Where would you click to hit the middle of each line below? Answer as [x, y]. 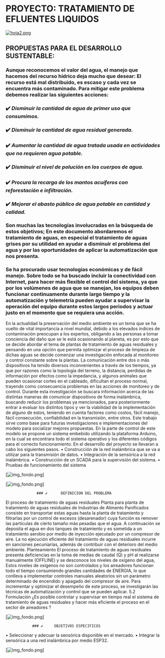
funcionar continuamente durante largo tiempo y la [68, 294]
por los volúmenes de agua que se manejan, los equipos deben [82, 288]
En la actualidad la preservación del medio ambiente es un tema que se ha [81, 323]
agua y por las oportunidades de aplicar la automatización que [82, 250]
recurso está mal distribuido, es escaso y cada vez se [71, 82]
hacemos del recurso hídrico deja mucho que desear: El [74, 76]
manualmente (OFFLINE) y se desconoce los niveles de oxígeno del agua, [80, 560]
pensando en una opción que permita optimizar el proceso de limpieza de [81, 350]
